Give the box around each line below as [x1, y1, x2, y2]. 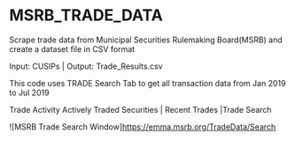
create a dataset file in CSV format [9, 43, 136, 54]
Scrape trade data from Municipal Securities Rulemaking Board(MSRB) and [9, 34, 283, 45]
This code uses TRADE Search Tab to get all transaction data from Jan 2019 [9, 78, 286, 88]
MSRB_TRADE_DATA [9, 5, 164, 26]
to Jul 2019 [9, 87, 50, 98]
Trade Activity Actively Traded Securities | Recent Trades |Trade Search [9, 104, 272, 115]
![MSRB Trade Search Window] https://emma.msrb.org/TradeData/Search [9, 121, 276, 132]
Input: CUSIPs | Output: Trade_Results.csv [9, 61, 163, 71]
